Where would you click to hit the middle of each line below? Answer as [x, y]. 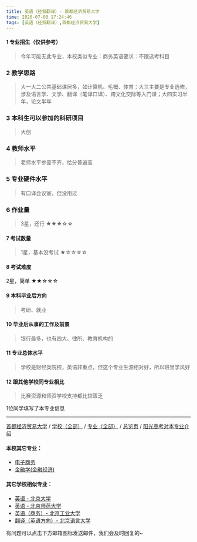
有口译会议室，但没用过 [49, 193]
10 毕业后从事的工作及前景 [38, 324]
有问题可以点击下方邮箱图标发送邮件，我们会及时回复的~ [75, 533]
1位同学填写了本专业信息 [35, 408]
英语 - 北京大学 [33, 498]
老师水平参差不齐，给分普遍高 [56, 163]
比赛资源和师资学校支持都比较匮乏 [62, 396]
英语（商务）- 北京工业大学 [47, 513]
